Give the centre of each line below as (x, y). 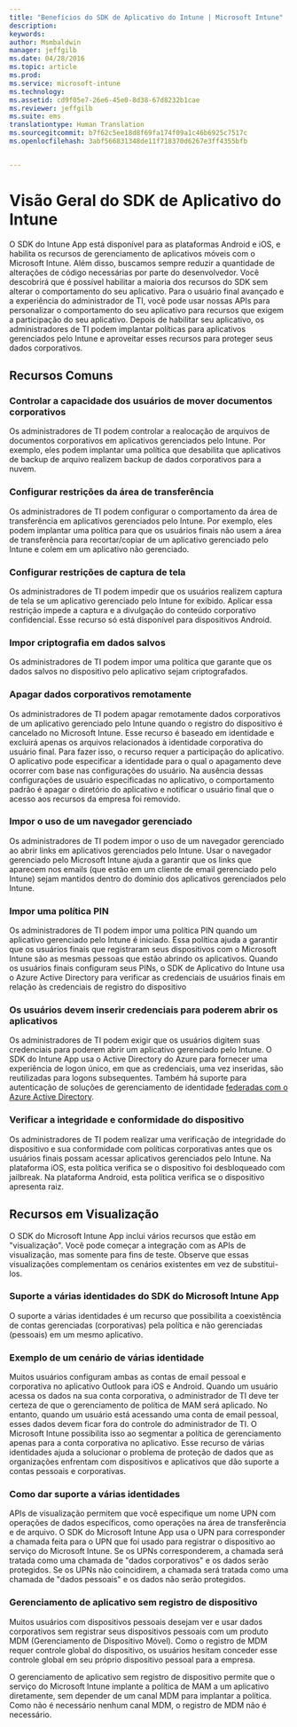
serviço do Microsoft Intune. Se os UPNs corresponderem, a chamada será (146, 1551)
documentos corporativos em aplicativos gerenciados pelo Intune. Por (137, 441)
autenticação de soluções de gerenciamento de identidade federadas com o (148, 1087)
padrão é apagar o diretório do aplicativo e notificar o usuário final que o (142, 789)
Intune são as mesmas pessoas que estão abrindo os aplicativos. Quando (144, 958)
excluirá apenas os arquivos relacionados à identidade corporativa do (136, 742)
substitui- (261, 1264)
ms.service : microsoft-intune (65, 83)
